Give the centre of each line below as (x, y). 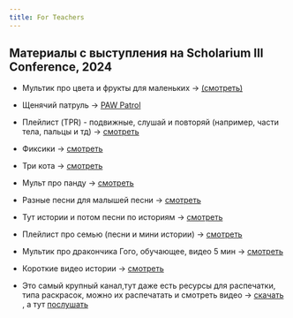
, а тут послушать (55, 305)
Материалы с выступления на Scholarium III (136, 53)
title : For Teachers (47, 17)
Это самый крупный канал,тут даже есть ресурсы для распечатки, (149, 286)
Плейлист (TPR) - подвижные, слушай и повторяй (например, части (150, 122)
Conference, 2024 (61, 67)
